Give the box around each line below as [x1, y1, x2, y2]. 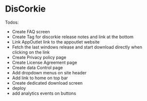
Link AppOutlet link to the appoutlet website [12, 39, 100, 44]
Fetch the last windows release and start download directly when [12, 44, 142, 50]
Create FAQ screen [12, 29, 50, 34]
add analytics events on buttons [12, 90, 76, 96]
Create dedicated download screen [12, 80, 83, 86]
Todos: [5, 19, 19, 25]
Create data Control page [12, 64, 63, 71]
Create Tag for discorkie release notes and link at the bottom [12, 34, 134, 40]
